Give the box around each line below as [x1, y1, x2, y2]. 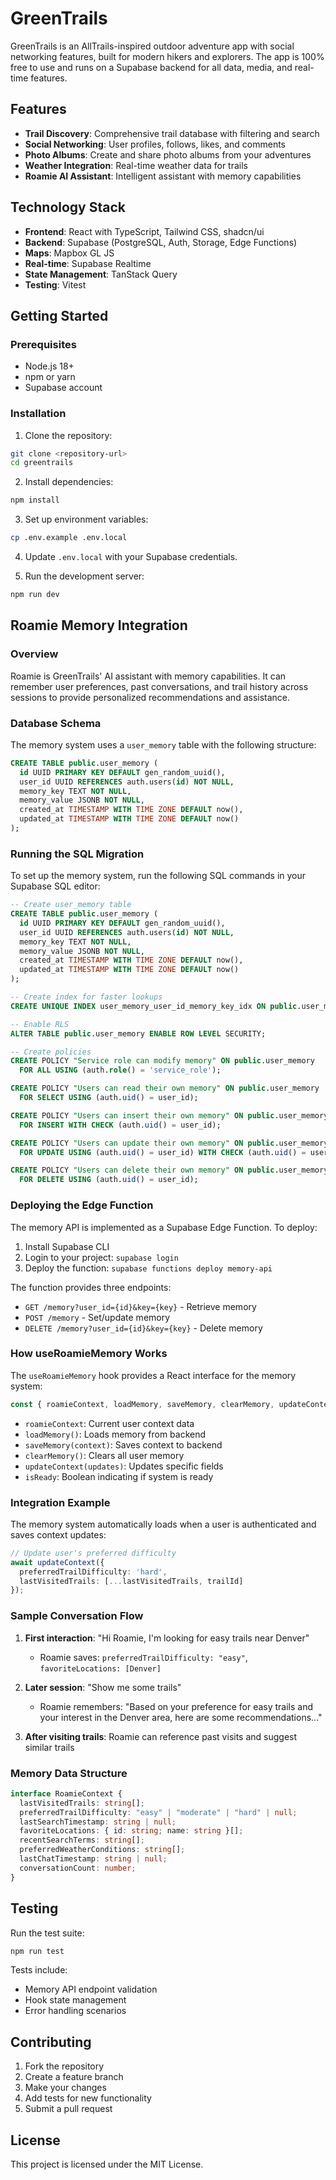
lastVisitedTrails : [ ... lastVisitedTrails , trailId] [19, 1576, 244, 1586]
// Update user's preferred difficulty [10, 1548, 177, 1558]
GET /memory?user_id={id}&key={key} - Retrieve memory [24, 1300, 257, 1312]
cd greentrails [10, 458, 74, 468]
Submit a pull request [24, 2103, 113, 2115]
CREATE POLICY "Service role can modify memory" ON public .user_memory [10, 1056, 315, 1066]
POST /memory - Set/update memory [24, 1311, 171, 1323]
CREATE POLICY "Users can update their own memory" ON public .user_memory [10, 1138, 329, 1148]
